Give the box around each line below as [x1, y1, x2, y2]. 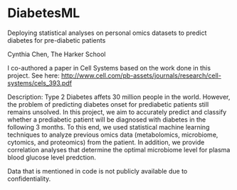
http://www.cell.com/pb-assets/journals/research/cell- [60, 71, 222, 80]
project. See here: [7, 71, 60, 80]
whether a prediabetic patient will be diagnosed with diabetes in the [7, 115, 206, 124]
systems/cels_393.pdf [7, 78, 73, 87]
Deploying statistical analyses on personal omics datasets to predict [7, 28, 207, 37]
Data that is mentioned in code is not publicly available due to [7, 167, 188, 175]
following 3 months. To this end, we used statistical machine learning [7, 122, 210, 131]
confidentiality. [7, 174, 51, 183]
